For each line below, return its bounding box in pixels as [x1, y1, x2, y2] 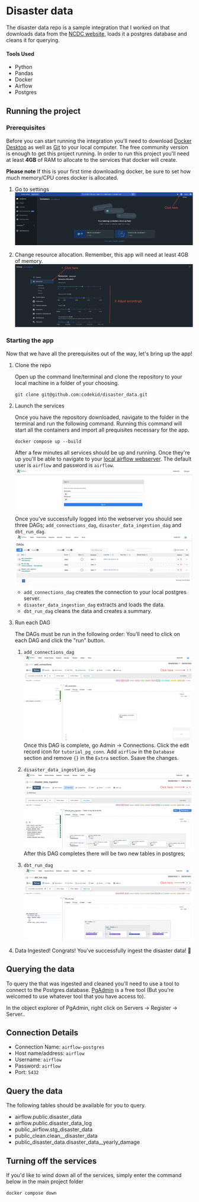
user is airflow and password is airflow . [14, 461, 114, 468]
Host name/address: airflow [14, 1050, 85, 1057]
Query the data [6, 1086, 63, 1096]
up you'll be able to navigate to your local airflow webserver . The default [14, 455, 192, 462]
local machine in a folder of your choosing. [14, 379, 120, 386]
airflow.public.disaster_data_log [14, 1120, 92, 1127]
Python [14, 64, 33, 71]
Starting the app [6, 336, 54, 345]
